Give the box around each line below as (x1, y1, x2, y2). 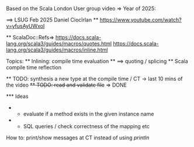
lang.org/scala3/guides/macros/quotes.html (6, 40, 112, 47)
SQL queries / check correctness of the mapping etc (23, 123, 150, 129)
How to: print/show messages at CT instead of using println (6, 134, 150, 141)
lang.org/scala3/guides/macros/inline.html (6, 46, 108, 53)
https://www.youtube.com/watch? (99, 16, 182, 23)
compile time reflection (6, 64, 62, 71)
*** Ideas (6, 93, 29, 100)
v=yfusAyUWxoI (6, 23, 45, 29)
